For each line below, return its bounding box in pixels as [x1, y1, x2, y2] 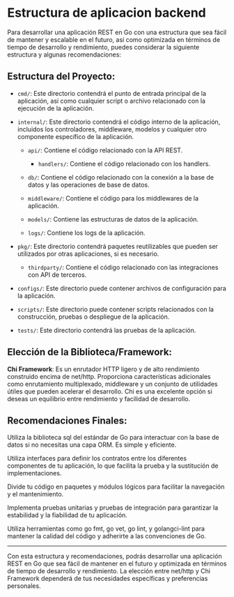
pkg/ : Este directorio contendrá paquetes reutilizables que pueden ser [17, 242, 218, 250]
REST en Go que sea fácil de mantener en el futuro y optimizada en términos [7, 559, 227, 568]
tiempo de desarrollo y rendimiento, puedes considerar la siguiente [7, 43, 200, 51]
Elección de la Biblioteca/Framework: [7, 346, 173, 358]
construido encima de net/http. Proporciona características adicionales [7, 372, 211, 380]
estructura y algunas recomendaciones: [7, 50, 122, 59]
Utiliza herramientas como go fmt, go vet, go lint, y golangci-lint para [7, 524, 205, 533]
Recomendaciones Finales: [7, 415, 127, 426]
